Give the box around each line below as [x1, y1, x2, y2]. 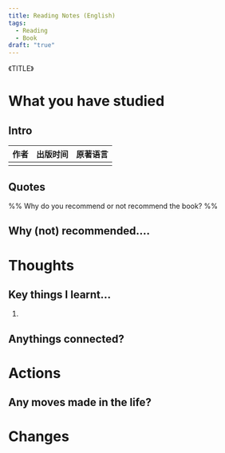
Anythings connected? [8, 332, 125, 345]
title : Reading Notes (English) [8, 11, 116, 20]
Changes [8, 427, 69, 446]
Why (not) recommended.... [8, 224, 150, 238]
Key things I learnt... [8, 288, 112, 301]
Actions [8, 364, 61, 382]
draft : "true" [8, 41, 56, 49]
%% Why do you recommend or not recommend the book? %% [8, 201, 218, 211]
